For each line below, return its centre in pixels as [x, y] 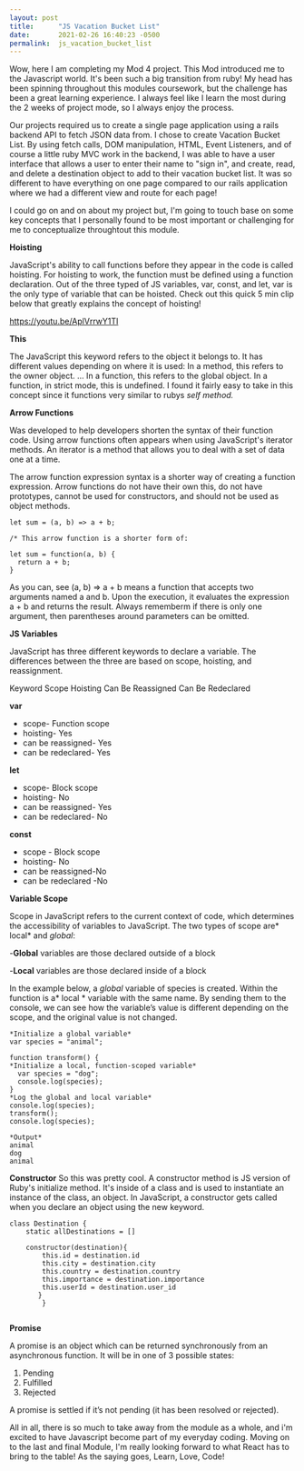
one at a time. [35, 459]
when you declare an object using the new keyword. [107, 1207]
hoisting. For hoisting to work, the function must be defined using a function [151, 275]
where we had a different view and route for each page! [113, 193]
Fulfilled [37, 1383]
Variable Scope [39, 899]
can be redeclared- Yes [66, 753]
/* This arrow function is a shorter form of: [99, 539]
